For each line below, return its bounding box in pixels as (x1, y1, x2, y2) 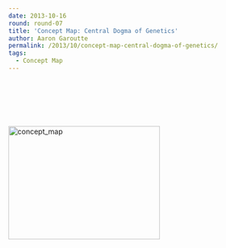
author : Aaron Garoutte (8, 34, 89, 43)
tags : (8, 49, 27, 57)
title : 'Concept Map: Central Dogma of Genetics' (8, 27, 179, 35)
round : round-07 (8, 19, 63, 27)
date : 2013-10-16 (8, 11, 67, 20)
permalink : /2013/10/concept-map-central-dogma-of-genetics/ (8, 42, 219, 50)
